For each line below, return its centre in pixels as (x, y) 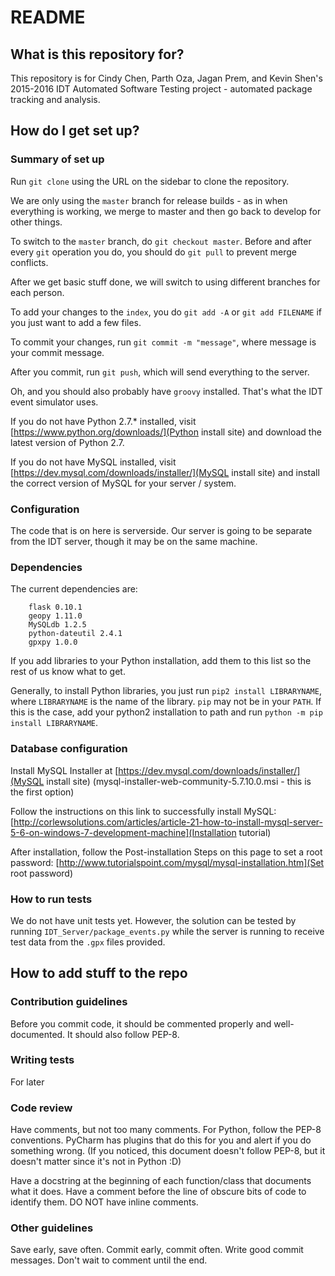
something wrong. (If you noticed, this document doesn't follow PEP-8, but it (168, 1151)
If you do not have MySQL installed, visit (93, 462)
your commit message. (57, 352)
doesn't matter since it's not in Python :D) (96, 1162)
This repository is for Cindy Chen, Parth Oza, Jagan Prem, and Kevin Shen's (166, 78)
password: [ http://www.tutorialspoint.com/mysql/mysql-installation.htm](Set (167, 862)
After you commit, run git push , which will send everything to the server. (160, 372)
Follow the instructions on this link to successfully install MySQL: (143, 811)
